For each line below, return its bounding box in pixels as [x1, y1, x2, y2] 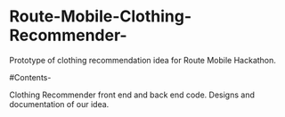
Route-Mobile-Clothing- [9, 6, 192, 27]
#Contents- [9, 71, 52, 82]
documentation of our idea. [9, 98, 110, 109]
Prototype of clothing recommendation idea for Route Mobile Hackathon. [9, 54, 276, 65]
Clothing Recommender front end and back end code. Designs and [9, 89, 256, 100]
